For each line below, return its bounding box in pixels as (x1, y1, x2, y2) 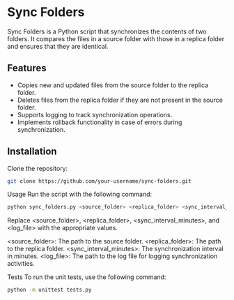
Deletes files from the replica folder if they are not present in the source (17, 96, 223, 104)
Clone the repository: (7, 164, 68, 172)
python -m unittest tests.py (7, 287, 92, 294)
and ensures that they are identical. (7, 42, 109, 50)
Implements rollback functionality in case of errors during (17, 118, 182, 126)
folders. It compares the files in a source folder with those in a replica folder (7, 34, 225, 43)
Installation (7, 146, 57, 158)
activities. (7, 260, 35, 268)
